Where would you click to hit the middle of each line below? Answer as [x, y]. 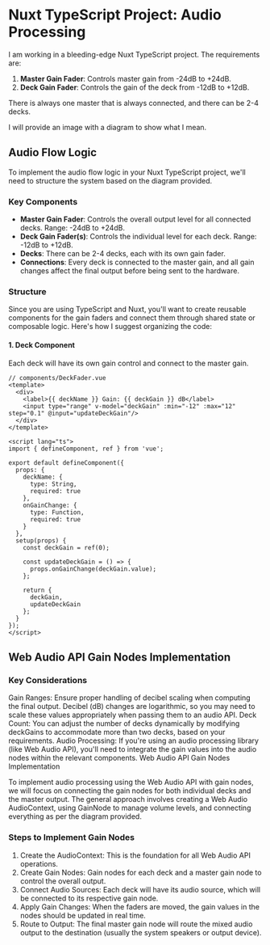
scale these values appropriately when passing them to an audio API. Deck [133, 715]
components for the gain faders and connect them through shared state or [132, 318]
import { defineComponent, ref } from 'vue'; [86, 449]
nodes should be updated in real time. [83, 915]
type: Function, [57, 512]
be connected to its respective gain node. [89, 898]
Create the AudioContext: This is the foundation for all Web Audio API [135, 855]
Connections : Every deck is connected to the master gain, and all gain [137, 262]
